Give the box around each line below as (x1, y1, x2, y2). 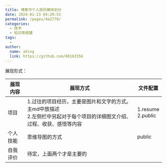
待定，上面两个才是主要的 (27, 151, 87, 158)
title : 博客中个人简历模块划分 (5, 7, 62, 12)
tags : (5, 35, 16, 40)
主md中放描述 (27, 106, 60, 113)
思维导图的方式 (27, 134, 62, 141)
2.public (137, 112, 157, 119)
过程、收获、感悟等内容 (27, 121, 82, 128)
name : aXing (9, 49, 35, 54)
